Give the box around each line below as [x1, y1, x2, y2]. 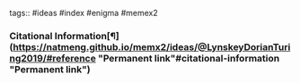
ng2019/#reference [9, 52, 96, 64]
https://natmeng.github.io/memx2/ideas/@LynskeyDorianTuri [13, 40, 291, 53]
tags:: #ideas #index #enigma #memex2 [9, 8, 159, 18]
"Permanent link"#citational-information [97, 52, 280, 64]
